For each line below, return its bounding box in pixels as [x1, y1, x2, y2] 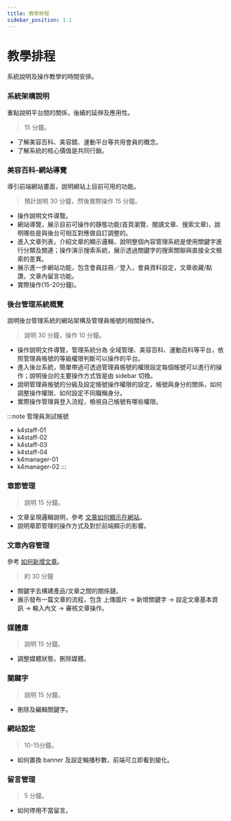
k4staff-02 [16, 433, 48, 442]
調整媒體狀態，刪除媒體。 [16, 655, 90, 663]
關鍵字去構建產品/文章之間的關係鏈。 [16, 586, 122, 595]
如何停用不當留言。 [16, 807, 72, 815]
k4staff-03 [16, 441, 48, 449]
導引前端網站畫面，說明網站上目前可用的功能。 [7, 182, 140, 190]
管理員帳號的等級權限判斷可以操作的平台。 [23, 355, 144, 363]
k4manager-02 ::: [16, 463, 67, 471]
